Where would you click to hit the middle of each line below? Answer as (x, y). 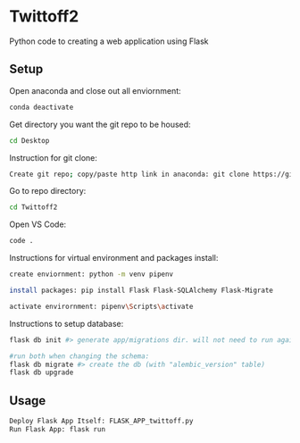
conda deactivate (42, 107)
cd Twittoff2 (33, 207)
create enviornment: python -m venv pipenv (92, 274)
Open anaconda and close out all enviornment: (95, 90)
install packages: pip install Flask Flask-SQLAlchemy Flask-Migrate (142, 290)
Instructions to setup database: (67, 323)
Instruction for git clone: (54, 157)
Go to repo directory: (48, 191)
